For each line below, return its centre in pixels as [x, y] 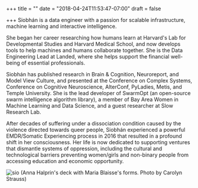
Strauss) [16, 179]
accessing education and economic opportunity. [65, 161]
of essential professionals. [53, 63]
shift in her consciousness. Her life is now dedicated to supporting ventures [98, 142]
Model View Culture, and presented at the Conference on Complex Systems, [99, 80]
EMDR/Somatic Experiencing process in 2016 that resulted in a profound [94, 136]
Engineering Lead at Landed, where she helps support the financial [88, 56]
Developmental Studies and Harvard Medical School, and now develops [93, 44]
